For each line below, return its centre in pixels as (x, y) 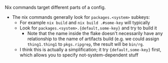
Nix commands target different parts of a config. (55, 7)
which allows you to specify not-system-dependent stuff (79, 55)
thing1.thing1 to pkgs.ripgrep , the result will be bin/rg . (86, 44)
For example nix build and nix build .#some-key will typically (85, 23)
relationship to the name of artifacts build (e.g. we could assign (93, 39)
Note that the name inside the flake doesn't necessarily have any (95, 33)
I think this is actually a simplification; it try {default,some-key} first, (90, 50)
